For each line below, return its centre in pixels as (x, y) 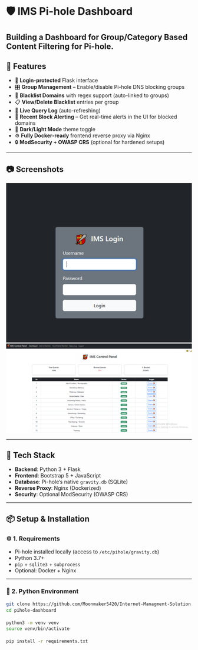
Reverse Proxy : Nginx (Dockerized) (58, 488)
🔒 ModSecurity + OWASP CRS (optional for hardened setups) (90, 142)
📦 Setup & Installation (48, 519)
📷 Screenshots (35, 169)
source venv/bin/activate (38, 629)
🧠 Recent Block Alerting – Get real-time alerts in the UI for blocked (96, 117)
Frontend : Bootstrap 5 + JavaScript (58, 475)
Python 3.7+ (29, 558)
